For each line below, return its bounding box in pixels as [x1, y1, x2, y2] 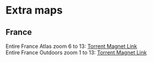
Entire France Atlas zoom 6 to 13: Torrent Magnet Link [5, 43, 138, 50]
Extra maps [5, 4, 63, 17]
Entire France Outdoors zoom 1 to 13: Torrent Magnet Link [5, 49, 147, 56]
